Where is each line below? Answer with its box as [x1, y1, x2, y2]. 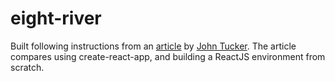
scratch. [10, 61, 45, 73]
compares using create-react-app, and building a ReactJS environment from [10, 50, 326, 62]
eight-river [10, 7, 102, 30]
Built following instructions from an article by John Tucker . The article [10, 40, 297, 52]
